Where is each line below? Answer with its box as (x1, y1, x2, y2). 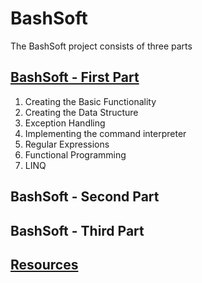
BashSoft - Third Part (10, 222, 145, 239)
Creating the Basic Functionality (24, 95, 157, 107)
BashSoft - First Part (10, 69, 140, 86)
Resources (10, 256, 79, 273)
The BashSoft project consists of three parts (10, 40, 193, 52)
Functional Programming (24, 148, 127, 161)
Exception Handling (24, 117, 106, 129)
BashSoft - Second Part (10, 188, 160, 206)
